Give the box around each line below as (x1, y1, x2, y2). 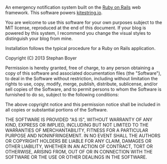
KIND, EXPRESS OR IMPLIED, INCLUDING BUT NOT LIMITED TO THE (5, 122, 149, 128)
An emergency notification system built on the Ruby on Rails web (5, 5, 141, 10)
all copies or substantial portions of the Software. (5, 107, 108, 113)
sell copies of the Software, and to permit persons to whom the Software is (5, 86, 162, 92)
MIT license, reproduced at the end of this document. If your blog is (5, 25, 146, 31)
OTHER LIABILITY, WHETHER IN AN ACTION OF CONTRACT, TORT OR (5, 143, 153, 149)
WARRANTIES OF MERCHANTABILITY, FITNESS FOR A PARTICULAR (5, 127, 148, 133)
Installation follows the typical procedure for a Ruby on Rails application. (5, 45, 156, 51)
